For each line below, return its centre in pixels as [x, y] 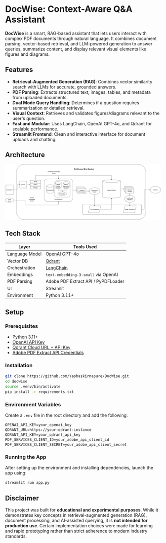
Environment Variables [33, 404]
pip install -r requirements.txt [40, 392]
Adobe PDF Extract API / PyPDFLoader [85, 281]
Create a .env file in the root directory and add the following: [66, 415]
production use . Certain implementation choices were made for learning [79, 526]
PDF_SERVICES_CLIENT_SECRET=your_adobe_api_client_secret [66, 445]
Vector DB [18, 261]
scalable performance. [35, 129]
